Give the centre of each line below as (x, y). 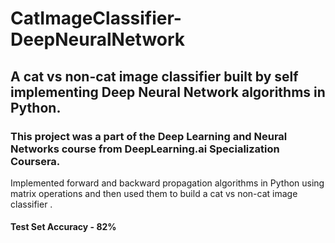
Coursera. (35, 161)
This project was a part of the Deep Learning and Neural (149, 136)
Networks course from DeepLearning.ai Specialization (145, 149)
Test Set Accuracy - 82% (63, 227)
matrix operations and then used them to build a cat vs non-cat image (154, 193)
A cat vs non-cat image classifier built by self (154, 76)
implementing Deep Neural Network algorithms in (168, 92)
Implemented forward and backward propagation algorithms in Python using (167, 183)
